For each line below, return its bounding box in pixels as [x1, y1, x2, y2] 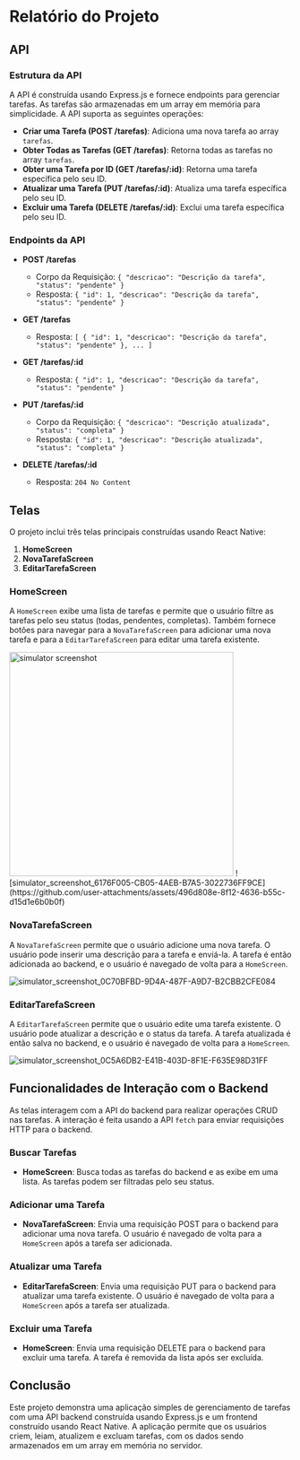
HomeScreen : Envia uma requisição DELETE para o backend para [21, 1343, 266, 1353]
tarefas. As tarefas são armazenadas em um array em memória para [9, 99, 261, 109]
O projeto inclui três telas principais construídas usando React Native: [9, 526, 266, 537]
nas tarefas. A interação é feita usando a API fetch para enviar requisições [9, 1114, 285, 1125]
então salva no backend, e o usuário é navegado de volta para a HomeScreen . [9, 1038, 291, 1048]
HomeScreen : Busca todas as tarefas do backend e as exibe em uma [21, 1166, 279, 1177]
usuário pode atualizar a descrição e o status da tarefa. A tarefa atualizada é [9, 1028, 291, 1039]
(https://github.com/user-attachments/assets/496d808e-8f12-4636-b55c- [9, 887, 286, 898]
